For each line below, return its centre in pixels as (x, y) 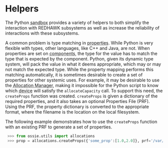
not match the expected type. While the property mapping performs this (79, 69)
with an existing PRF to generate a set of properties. (59, 127)
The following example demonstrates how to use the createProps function (81, 121)
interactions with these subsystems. (42, 33)
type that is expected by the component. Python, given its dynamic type (79, 58)
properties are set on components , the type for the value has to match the (81, 53)
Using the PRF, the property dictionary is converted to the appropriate (77, 106)
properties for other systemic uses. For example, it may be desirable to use (82, 80)
